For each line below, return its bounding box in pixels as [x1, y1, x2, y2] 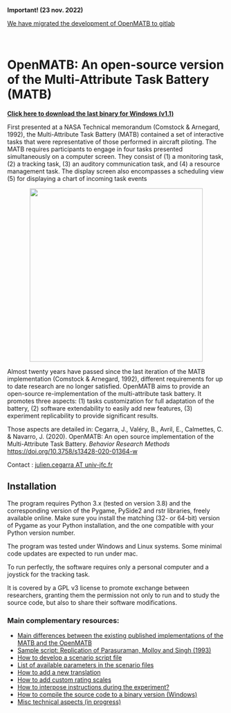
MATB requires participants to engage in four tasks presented [7, 145, 183, 153]
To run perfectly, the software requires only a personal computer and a [7, 562, 209, 571]
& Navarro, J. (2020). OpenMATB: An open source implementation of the [7, 432, 214, 440]
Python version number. [7, 529, 75, 537]
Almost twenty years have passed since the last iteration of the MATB [7, 367, 205, 375]
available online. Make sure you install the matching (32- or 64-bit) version [7, 513, 220, 522]
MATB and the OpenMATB [17, 639, 92, 647]
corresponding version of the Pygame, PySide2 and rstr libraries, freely [7, 506, 210, 515]
